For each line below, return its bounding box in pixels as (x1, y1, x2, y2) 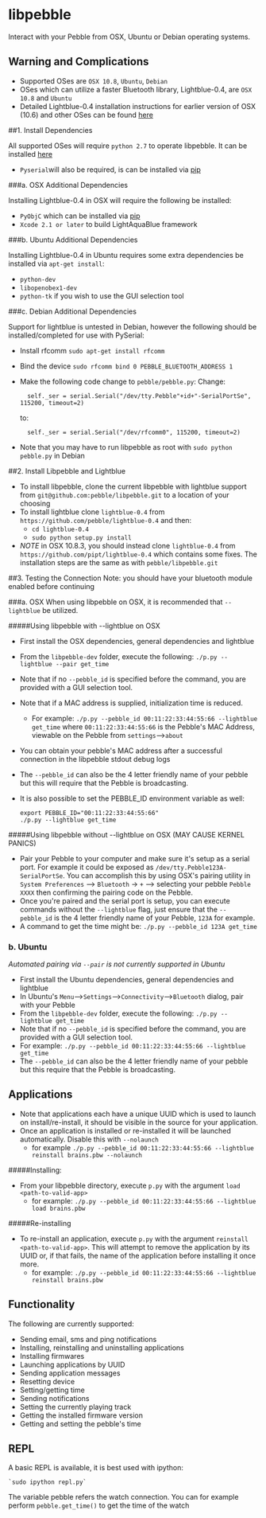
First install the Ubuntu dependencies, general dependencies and (19, 975, 234, 985)
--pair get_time (55, 660, 110, 668)
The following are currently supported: (8, 1319, 135, 1329)
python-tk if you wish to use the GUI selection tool (19, 291, 184, 300)
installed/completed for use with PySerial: (8, 330, 145, 340)
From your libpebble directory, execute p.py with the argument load (19, 1180, 241, 1190)
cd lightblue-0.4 (31, 525, 90, 533)
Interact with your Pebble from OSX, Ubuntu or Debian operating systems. (8, 32, 251, 41)
